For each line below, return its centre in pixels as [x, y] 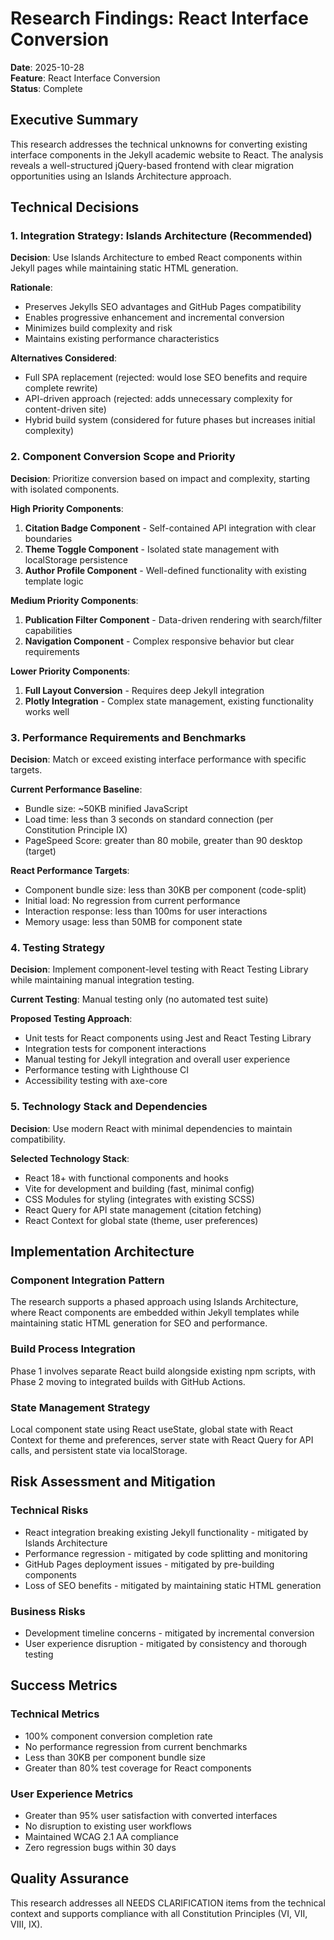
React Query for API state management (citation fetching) [143, 1209]
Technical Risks [49, 1510]
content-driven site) [65, 409]
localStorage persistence [76, 559]
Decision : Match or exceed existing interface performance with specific [158, 759]
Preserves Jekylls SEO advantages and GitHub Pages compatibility [163, 307]
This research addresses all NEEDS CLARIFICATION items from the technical [168, 1903]
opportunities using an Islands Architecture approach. [121, 176]
